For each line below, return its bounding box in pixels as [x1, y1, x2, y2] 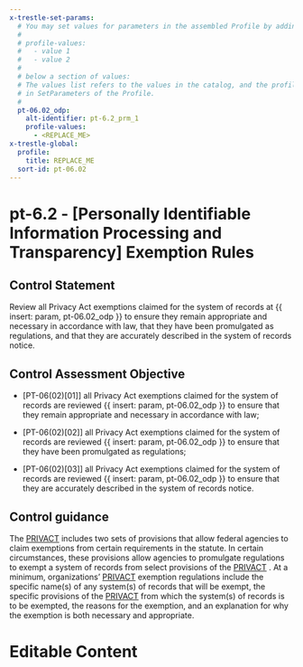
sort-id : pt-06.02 [17, 164, 87, 174]
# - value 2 [17, 55, 70, 64]
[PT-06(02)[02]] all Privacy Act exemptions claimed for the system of [22, 427, 280, 438]
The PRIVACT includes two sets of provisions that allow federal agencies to [9, 533, 289, 543]
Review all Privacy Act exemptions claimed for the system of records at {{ [9, 302, 282, 313]
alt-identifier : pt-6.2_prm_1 [25, 114, 140, 123]
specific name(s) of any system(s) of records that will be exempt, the [9, 581, 266, 592]
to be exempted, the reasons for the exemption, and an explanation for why [9, 600, 289, 611]
